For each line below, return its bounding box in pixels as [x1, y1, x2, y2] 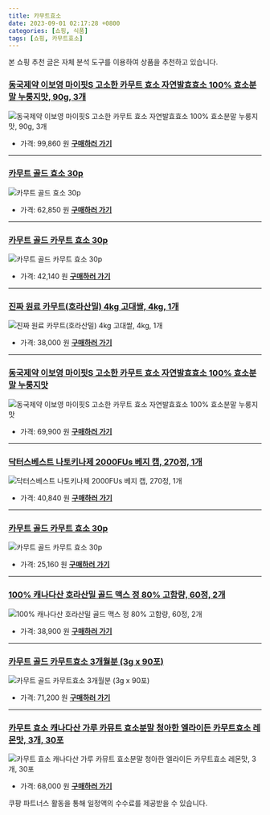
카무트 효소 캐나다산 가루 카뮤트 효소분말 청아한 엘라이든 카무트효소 [8, 722, 252, 733]
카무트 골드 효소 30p [8, 168, 84, 179]
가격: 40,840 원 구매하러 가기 [19, 493, 112, 503]
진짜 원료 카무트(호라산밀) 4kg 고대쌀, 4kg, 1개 [8, 301, 179, 312]
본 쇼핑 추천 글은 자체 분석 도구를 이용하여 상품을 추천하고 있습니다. [8, 57, 219, 67]
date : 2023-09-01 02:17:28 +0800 [8, 19, 121, 27]
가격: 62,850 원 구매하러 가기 [19, 204, 112, 214]
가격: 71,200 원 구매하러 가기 [19, 693, 111, 702]
